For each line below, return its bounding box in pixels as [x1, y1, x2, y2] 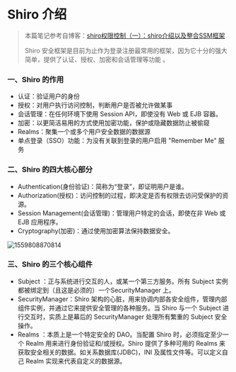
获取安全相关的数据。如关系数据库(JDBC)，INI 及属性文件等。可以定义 [17, 348, 223, 356]
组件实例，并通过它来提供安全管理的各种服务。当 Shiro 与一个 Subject [17, 303, 221, 312]
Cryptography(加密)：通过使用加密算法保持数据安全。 [17, 226, 175, 235]
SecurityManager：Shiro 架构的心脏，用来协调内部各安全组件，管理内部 [17, 295, 228, 303]
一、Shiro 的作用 [7, 74, 64, 84]
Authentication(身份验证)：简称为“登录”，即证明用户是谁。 [17, 182, 189, 191]
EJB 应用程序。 [17, 218, 62, 226]
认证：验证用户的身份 [17, 92, 80, 101]
